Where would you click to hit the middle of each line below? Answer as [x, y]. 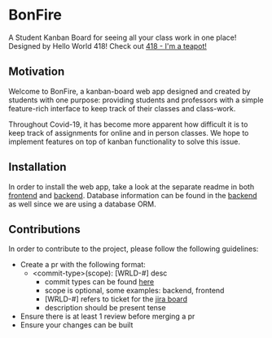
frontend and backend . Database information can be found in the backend [133, 195]
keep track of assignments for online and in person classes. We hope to [129, 132]
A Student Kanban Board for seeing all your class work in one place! [123, 37]
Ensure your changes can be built [77, 325]
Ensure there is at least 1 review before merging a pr [107, 316]
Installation [37, 167]
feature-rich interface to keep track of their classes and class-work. [122, 108]
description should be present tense [105, 308]
